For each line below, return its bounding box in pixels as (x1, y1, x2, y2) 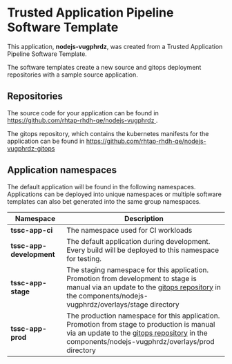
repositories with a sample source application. (7, 70, 138, 79)
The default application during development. (66, 236, 211, 246)
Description (124, 213, 164, 223)
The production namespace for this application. (66, 311, 220, 320)
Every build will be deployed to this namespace (66, 245, 220, 255)
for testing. (66, 253, 102, 263)
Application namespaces (7, 164, 117, 176)
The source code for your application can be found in (7, 108, 159, 117)
